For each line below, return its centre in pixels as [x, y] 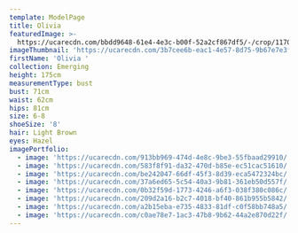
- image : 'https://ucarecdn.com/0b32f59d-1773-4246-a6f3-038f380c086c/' [154, 190]
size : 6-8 [27, 116]
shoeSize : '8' [35, 125]
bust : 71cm [29, 91]
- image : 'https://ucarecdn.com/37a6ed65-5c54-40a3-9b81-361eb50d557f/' [154, 183]
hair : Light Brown [43, 133]
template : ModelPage [47, 17]
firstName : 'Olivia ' [49, 58]
